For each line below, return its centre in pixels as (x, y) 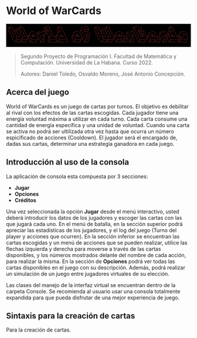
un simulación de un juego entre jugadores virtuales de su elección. (88, 274)
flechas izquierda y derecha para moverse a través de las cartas (84, 249)
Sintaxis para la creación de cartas (71, 315)
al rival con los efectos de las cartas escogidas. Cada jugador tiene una (92, 112)
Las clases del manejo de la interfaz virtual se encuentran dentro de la (91, 285)
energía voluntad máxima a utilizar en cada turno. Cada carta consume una (97, 119)
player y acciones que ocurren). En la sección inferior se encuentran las (93, 236)
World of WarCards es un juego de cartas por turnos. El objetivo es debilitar (97, 106)
